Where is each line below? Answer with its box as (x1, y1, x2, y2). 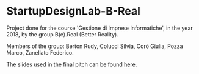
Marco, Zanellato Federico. (6, 49, 74, 56)
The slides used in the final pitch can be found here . (6, 61, 137, 68)
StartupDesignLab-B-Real (6, 4, 140, 18)
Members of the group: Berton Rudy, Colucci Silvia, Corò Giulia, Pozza (6, 42, 183, 50)
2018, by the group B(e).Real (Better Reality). (6, 30, 119, 38)
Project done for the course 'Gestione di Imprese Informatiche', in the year (6, 24, 194, 32)
